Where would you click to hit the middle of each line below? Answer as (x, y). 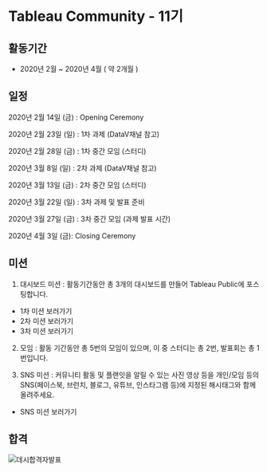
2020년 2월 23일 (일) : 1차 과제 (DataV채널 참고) (84, 134)
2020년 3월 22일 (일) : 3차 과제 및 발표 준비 (77, 202)
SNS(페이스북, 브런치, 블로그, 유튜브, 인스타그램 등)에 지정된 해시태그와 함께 (138, 384)
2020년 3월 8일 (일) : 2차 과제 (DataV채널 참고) (82, 167)
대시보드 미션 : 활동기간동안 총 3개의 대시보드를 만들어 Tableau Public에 (132, 284)
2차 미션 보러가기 (47, 321)
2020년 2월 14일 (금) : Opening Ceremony (76, 117)
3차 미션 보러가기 (47, 331)
